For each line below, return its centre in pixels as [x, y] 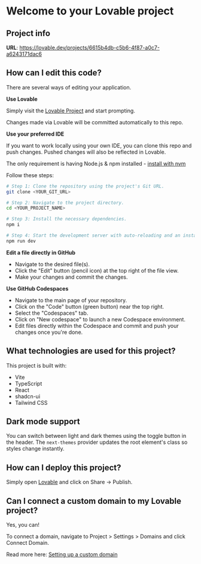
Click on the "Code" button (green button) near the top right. [89, 306]
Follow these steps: [30, 175]
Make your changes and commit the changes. [71, 277]
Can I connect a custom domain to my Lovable [94, 501]
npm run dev [21, 241]
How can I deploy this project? [64, 468]
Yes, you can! [23, 525]
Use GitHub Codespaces [37, 288]
